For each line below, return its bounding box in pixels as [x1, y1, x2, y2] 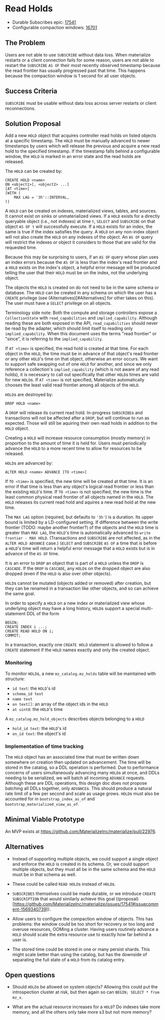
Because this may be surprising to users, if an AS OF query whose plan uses [5, 254, 159, 260]
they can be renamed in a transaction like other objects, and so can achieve [5, 585, 159, 591]
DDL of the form [26, 611, 60, 617]
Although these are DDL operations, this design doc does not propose [5, 780, 147, 786]
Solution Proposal [5, 119, 61, 128]
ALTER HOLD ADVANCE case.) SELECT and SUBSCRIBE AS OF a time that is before [5, 540, 157, 546]
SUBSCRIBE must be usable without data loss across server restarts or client [5, 100, 157, 106]
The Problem [5, 39, 45, 47]
